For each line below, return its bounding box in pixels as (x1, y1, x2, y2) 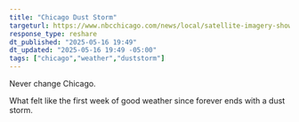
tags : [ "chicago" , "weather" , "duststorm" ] (9, 54, 166, 63)
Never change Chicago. (9, 79, 96, 88)
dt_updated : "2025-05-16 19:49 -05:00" (9, 46, 158, 55)
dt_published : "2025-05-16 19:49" (9, 37, 138, 47)
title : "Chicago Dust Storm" (9, 12, 117, 22)
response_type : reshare (9, 29, 98, 38)
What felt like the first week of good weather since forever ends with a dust (9, 95, 286, 106)
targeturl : (9, 21, 50, 30)
